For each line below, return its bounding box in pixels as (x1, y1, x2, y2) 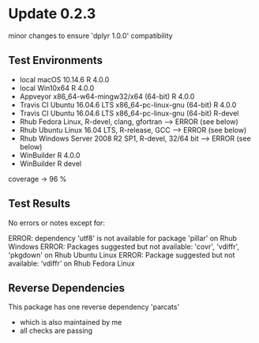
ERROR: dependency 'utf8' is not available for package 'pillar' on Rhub (8, 233, 238, 243)
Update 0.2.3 (8, 5, 96, 23)
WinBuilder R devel (19, 159, 81, 168)
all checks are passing (19, 326, 93, 336)
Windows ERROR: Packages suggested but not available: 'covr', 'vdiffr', (8, 242, 239, 251)
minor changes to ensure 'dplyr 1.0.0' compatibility (8, 31, 173, 40)
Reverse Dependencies (8, 281, 125, 295)
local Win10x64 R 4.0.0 (19, 83, 95, 92)
